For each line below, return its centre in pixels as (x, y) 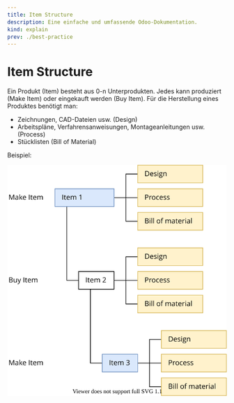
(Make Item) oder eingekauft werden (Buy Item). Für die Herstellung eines (113, 99)
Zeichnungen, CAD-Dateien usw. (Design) (77, 120)
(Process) (31, 134)
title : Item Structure (40, 15)
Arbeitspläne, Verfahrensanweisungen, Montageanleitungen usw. (111, 127)
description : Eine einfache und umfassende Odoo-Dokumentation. (102, 22)
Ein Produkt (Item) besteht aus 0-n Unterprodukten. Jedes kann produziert (114, 91)
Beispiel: (19, 155)
